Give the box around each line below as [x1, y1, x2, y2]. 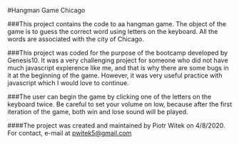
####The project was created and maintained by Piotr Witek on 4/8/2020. [7, 121, 226, 130]
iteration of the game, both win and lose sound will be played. [7, 108, 188, 116]
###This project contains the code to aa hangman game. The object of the [7, 20, 227, 28]
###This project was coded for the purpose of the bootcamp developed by [7, 49, 228, 57]
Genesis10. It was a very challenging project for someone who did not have [7, 56, 228, 65]
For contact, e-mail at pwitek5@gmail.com [7, 129, 132, 137]
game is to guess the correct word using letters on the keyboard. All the [7, 28, 218, 35]
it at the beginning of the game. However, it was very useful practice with [7, 71, 223, 79]
